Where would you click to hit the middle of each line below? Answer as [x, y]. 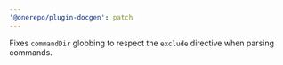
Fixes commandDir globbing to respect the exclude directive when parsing [141, 43]
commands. [31, 52]
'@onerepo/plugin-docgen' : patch [71, 17]
